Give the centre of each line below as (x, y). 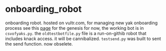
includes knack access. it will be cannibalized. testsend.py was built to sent (83, 39)
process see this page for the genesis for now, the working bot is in (74, 28)
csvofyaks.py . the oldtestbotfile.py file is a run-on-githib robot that (76, 33)
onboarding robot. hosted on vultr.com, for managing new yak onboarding (81, 23)
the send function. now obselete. (39, 44)
